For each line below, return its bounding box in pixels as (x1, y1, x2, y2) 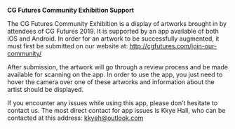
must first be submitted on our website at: (7, 42, 128, 50)
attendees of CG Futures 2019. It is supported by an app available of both (7, 27, 219, 35)
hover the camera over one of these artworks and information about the (7, 78, 215, 86)
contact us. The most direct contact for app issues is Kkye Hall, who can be (7, 107, 226, 114)
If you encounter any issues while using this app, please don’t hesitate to (7, 99, 218, 107)
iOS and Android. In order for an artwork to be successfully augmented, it (7, 34, 220, 43)
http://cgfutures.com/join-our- (129, 42, 217, 50)
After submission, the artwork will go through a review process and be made (7, 63, 228, 71)
